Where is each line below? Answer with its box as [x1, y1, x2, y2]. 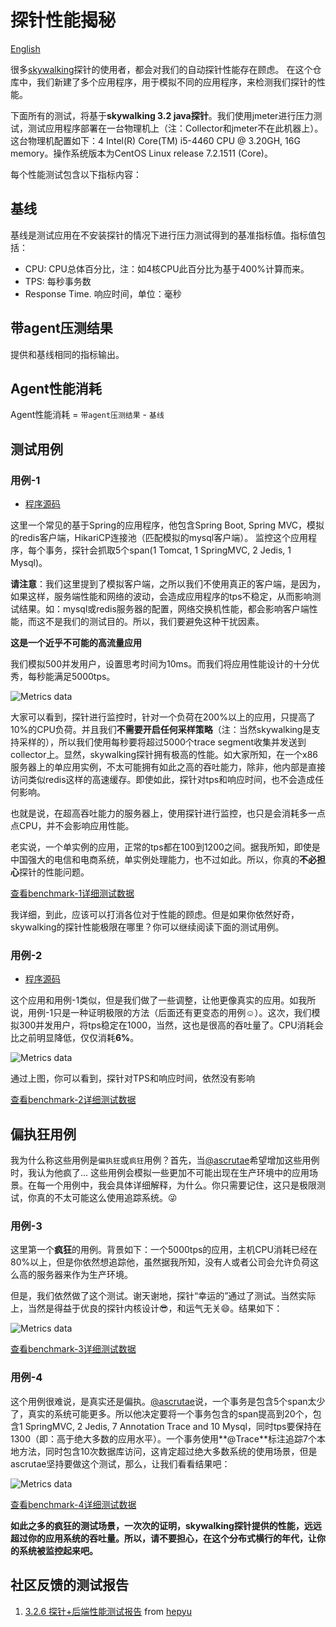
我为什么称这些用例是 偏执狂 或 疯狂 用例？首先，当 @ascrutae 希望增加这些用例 [10, 1154, 320, 1166]
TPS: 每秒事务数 [24, 275, 92, 287]
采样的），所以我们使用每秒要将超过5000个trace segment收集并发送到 [18, 736, 307, 748]
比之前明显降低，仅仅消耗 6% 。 [10, 1032, 140, 1044]
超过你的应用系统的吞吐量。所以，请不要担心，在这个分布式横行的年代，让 [10, 1532, 317, 1544]
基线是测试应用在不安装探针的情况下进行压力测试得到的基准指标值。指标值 [10, 229, 317, 241]
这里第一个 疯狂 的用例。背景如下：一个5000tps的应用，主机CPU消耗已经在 [10, 1244, 318, 1256]
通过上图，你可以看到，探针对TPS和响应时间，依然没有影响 [10, 1072, 255, 1085]
